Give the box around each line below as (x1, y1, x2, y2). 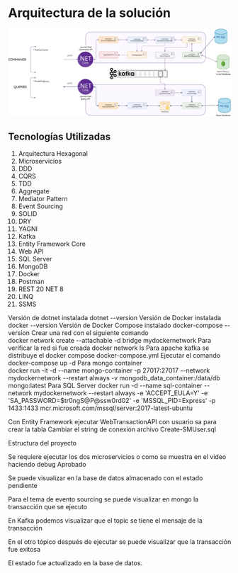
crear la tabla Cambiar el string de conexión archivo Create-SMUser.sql (8, 425, 217, 433)
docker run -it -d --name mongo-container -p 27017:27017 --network (8, 366, 210, 375)
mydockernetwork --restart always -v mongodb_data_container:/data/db (8, 374, 220, 382)
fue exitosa (8, 545, 41, 554)
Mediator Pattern (18, 195, 68, 203)
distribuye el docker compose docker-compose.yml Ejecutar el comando (8, 351, 221, 360)
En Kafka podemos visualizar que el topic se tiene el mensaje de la (8, 516, 203, 525)
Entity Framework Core (18, 239, 86, 249)
